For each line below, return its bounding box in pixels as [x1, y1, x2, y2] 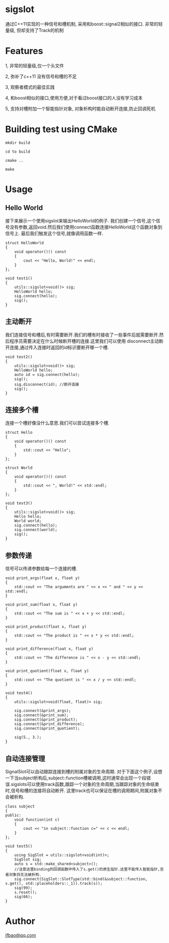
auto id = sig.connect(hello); [14, 372, 80, 377]
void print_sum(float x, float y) [5, 602, 78, 607]
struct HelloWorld [5, 240, 44, 246]
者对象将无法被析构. [5, 872, 42, 877]
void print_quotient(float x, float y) [5, 669, 89, 674]
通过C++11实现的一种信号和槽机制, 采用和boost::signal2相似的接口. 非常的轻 [5, 21, 163, 27]
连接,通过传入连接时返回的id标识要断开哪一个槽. [9, 344, 109, 350]
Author [5, 916, 35, 927]
